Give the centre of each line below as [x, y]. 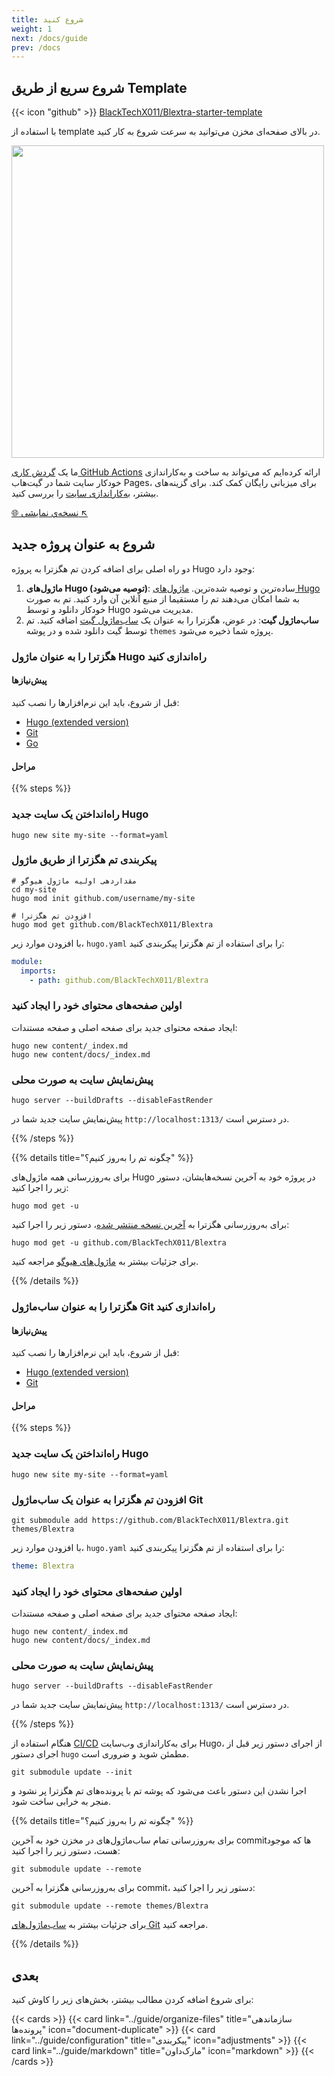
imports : [38, 971]
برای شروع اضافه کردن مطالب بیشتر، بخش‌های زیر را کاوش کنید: [132, 2000]
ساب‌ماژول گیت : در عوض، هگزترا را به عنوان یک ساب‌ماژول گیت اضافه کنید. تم [172, 620]
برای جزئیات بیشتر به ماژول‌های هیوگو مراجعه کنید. [105, 1262]
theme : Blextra [43, 1566]
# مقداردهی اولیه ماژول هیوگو [74, 881]
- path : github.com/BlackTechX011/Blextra [119, 980]
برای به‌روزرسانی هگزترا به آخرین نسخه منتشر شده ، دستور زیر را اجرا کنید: [150, 1225]
